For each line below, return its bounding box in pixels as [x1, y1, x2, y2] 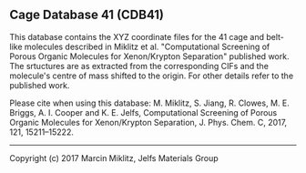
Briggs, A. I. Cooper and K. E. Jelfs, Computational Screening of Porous [9, 107, 278, 117]
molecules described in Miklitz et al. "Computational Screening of [24, 41, 270, 52]
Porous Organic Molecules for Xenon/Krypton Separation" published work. [9, 50, 290, 62]
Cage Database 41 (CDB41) [9, 7, 165, 23]
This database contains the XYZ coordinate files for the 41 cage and [9, 31, 264, 42]
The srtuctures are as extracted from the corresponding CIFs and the [9, 60, 269, 71]
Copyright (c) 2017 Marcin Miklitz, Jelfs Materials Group [9, 152, 219, 163]
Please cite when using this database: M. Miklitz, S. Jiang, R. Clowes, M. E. [9, 97, 290, 108]
